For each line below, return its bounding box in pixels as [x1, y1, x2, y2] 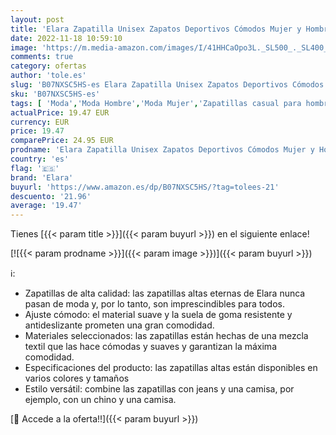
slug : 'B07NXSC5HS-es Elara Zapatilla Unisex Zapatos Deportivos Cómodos [10, 80, 325, 90]
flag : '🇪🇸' [10, 163, 60, 173]
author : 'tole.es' [10, 71, 87, 81]
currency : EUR [10, 117, 70, 127]
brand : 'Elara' [10, 172, 74, 183]
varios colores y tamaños [24, 372, 130, 385]
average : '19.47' [10, 201, 83, 211]
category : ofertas [10, 61, 87, 71]
